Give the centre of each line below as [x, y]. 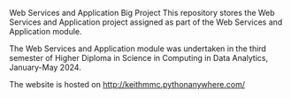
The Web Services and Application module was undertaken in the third [138, 49]
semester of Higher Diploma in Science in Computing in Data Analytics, [138, 58]
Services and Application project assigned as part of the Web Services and [146, 22]
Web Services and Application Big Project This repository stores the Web [142, 13]
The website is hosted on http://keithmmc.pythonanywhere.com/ [127, 84]
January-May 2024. [45, 67]
